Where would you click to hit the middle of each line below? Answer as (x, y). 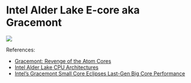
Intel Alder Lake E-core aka (73, 10)
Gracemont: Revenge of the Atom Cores (63, 61)
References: (21, 50)
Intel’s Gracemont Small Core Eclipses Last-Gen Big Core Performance (100, 73)
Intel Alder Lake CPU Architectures (56, 67)
